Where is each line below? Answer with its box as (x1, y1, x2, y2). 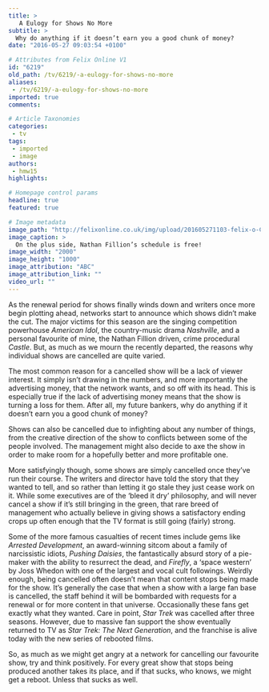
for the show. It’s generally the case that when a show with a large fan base (8, 582, 257, 592)
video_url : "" (8, 278, 56, 286)
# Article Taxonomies (8, 115, 81, 123)
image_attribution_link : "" (8, 270, 102, 278)
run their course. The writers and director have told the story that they (8, 474, 239, 483)
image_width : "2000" (8, 248, 78, 256)
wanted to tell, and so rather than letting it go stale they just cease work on (8, 482, 255, 492)
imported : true (8, 93, 59, 101)
